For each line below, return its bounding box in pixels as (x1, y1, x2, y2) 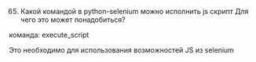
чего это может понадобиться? (20, 15, 126, 24)
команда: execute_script (9, 31, 90, 39)
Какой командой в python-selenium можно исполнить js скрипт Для (20, 7, 249, 16)
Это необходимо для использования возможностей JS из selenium (9, 46, 235, 54)
